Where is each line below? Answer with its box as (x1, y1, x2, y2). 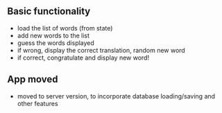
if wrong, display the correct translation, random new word (17, 46, 185, 54)
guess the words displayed (17, 38, 95, 47)
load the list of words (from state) (17, 24, 113, 32)
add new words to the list (17, 31, 90, 40)
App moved (7, 73, 58, 85)
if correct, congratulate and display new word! (17, 53, 150, 62)
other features (17, 99, 58, 107)
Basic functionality (7, 6, 91, 17)
